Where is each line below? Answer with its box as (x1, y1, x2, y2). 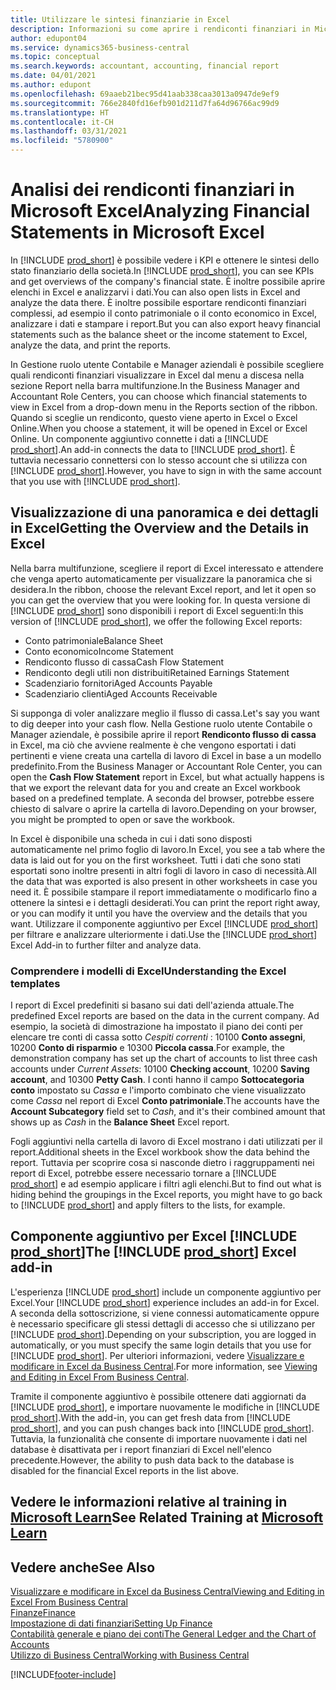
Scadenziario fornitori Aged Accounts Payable (24, 677, 213, 689)
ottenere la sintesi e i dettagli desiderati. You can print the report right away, (10, 896, 321, 908)
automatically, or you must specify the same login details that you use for (10, 1339, 312, 1351)
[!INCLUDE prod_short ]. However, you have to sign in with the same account (10, 464, 322, 476)
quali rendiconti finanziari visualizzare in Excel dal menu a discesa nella (10, 369, 305, 381)
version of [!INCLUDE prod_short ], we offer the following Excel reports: (10, 615, 303, 627)
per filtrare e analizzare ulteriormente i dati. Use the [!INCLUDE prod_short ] (10, 928, 317, 940)
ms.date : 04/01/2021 (10, 71, 97, 81)
